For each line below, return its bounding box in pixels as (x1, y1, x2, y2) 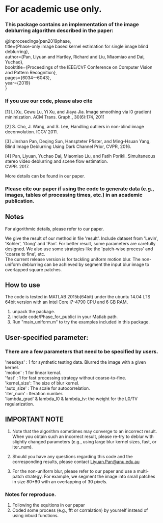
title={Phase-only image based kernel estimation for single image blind (5, 43, 149, 50)
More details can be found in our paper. (5, 173, 85, 179)
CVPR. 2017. (5, 163, 30, 169)
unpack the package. (12, 309, 55, 315)
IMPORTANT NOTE (5, 415, 64, 424)
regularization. (5, 401, 34, 407)
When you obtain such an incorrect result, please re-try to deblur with (12, 434, 154, 439)
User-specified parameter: (5, 333, 89, 342)
